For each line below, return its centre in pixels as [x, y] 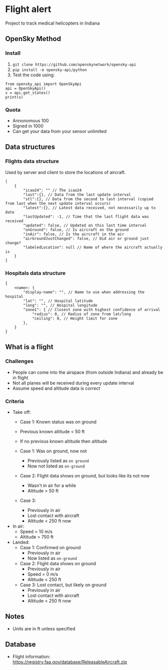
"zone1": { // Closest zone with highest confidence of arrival [92, 309]
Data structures [30, 147]
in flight [20, 378]
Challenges [19, 361]
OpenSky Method [33, 39]
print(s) [14, 97]
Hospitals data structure [36, 273]
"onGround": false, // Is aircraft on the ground [76, 230]
